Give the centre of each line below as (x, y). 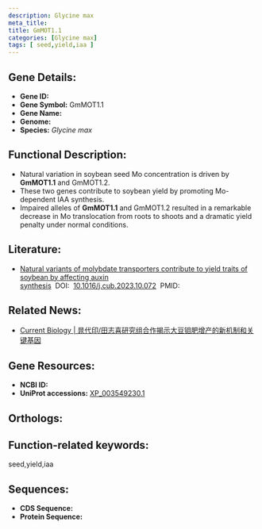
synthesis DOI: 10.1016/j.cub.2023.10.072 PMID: (100, 286)
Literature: (35, 249)
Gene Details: (42, 77)
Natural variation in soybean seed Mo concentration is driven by (125, 174)
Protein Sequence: (51, 517)
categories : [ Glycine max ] (53, 38)
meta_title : (28, 23)
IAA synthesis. (81, 199)
